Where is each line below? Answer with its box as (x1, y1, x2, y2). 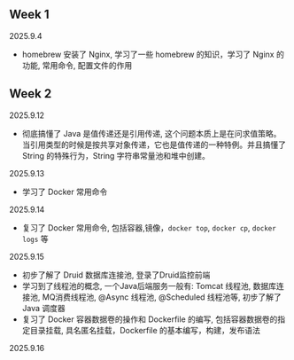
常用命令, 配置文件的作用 (42, 59, 133, 70)
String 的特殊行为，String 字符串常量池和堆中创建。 (21, 150, 211, 160)
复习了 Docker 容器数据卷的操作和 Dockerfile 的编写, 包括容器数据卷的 (21, 314, 278, 325)
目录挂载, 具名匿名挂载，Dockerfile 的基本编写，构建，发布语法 (29, 325, 261, 335)
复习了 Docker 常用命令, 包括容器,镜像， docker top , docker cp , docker (21, 222, 276, 233)
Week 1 (9, 7, 50, 22)
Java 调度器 (21, 302, 66, 313)
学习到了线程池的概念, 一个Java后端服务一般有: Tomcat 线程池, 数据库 (21, 280, 277, 291)
